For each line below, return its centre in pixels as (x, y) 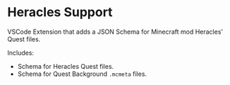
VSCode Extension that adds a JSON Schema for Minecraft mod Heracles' (115, 32)
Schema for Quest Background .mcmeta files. (82, 74)
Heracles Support (60, 12)
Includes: (20, 53)
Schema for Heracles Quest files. (66, 66)
